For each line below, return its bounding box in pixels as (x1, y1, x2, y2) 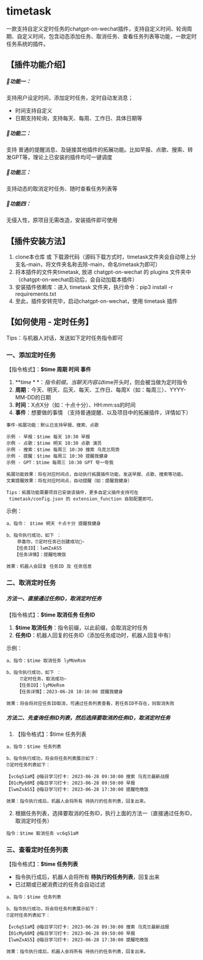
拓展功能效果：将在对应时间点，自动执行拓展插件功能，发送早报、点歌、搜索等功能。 (6, 472, 186, 478)
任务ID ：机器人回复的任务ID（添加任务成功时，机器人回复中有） (14, 632, 174, 639)
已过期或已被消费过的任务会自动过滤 (14, 881, 106, 888)
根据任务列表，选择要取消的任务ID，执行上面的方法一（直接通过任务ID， (14, 809, 195, 816)
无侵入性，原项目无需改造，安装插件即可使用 (6, 216, 118, 224)
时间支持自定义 (14, 107, 53, 115)
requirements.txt (14, 290, 57, 298)
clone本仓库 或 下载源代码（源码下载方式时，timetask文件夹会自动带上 (14, 253, 191, 261)
